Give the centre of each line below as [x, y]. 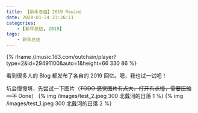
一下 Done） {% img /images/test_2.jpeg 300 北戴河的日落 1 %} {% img [95, 96]
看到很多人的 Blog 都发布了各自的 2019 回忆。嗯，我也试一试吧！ [87, 75]
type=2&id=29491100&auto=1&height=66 [57, 63]
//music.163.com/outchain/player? [74, 57]
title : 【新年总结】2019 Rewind [44, 12]
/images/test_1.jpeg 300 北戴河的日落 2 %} [59, 103]
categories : [21, 23]
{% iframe [19, 57]
